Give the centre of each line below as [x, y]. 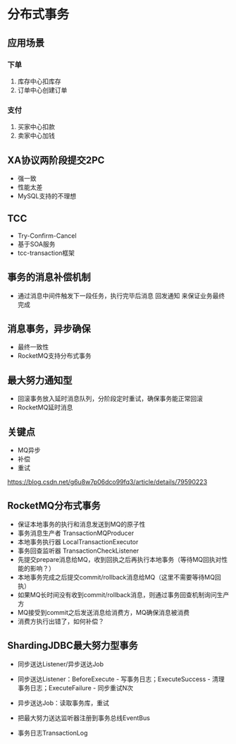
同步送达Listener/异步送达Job [61, 664]
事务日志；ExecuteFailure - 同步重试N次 [75, 688]
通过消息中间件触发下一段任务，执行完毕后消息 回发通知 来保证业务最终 [121, 295]
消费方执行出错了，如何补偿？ [61, 621]
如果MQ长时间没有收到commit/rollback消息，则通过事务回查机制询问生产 [123, 594]
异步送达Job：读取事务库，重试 [63, 702]
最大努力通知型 [40, 380]
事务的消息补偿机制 [49, 277]
